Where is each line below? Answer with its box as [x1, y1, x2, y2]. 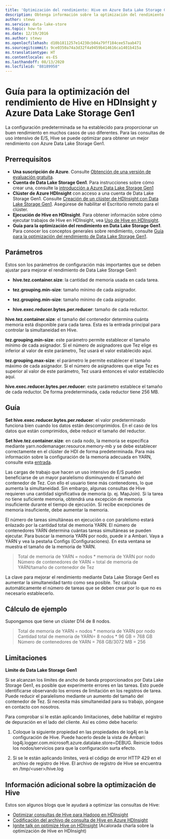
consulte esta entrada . [5, 459, 52, 465]
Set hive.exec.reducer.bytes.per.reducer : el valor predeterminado [5, 417, 146, 423]
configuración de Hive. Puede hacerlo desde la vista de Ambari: [12, 734, 146, 741]
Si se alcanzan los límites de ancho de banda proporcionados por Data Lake [5, 677, 164, 683]
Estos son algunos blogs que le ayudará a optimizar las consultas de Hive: [5, 801, 160, 808]
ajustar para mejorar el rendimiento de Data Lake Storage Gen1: [5, 267, 138, 273]
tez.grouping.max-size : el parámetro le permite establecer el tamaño [5, 357, 151, 363]
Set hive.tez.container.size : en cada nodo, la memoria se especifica [5, 438, 149, 444]
